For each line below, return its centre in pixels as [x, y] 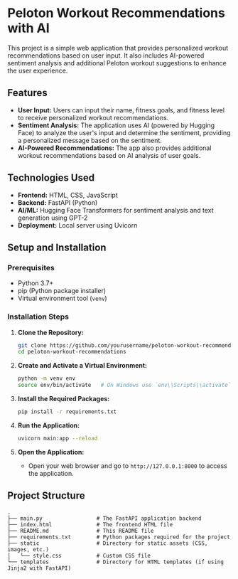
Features [27, 93]
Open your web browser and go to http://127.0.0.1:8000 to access [128, 466]
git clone [32, 345]
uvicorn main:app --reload [58, 438]
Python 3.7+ [36, 283]
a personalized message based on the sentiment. [90, 140]
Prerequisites [31, 267]
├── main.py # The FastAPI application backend [104, 518]
